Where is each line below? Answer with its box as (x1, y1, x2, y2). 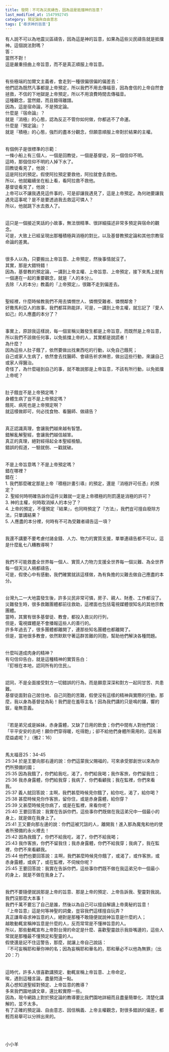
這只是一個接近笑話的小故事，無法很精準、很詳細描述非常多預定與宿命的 (5, 220, 155, 226)
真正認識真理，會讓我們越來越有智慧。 (5, 425, 84, 431)
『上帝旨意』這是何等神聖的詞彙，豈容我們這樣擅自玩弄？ (5, 908, 124, 914)
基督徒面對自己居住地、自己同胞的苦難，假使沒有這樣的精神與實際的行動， (5, 692, 159, 698)
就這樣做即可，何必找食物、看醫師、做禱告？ (5, 408, 98, 415)
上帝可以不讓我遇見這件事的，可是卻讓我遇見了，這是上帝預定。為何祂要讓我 (5, 190, 164, 196)
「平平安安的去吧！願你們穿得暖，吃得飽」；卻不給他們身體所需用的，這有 (5, 728, 157, 734)
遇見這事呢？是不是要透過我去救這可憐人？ (5, 197, 94, 203)
